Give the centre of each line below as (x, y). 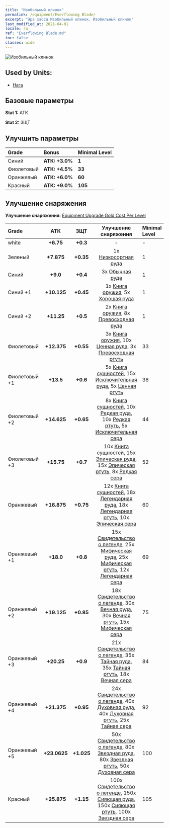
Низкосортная (116, 257)
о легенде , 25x (116, 545)
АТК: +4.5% (58, 169)
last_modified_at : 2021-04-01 (37, 24)
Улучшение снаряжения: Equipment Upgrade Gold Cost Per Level (75, 215)
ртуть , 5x (116, 426)
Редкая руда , (116, 413)
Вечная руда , (116, 609)
